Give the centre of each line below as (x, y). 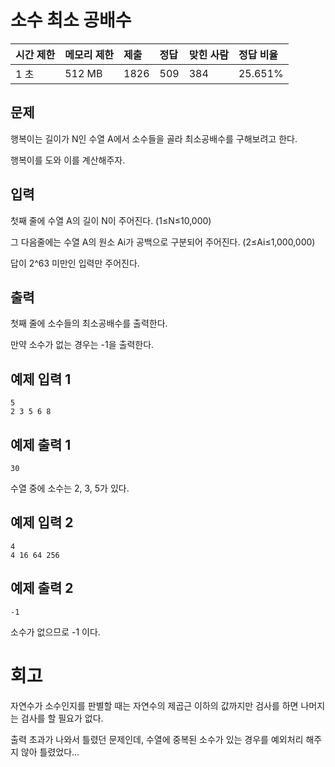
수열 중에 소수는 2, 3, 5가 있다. (70, 488)
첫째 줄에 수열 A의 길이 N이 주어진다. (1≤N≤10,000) (111, 220)
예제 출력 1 (41, 444)
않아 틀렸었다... (50, 752)
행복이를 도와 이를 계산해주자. (68, 160)
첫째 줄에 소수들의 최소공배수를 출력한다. (89, 323)
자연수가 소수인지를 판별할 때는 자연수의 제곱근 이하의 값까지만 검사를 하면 (154, 705)
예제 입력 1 (41, 379)
